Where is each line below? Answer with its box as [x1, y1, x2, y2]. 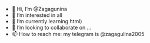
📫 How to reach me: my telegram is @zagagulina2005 [11, 31, 145, 37]
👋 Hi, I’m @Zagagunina [11, 6, 68, 12]
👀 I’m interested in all [11, 12, 63, 19]
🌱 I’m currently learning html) [11, 18, 82, 24]
